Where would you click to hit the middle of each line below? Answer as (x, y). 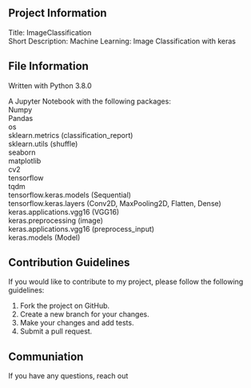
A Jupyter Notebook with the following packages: (90, 101)
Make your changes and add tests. (77, 323)
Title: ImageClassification (50, 32)
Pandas (21, 118)
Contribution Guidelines (69, 263)
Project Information (58, 13)
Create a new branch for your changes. (84, 314)
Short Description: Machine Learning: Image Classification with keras (122, 41)
